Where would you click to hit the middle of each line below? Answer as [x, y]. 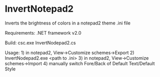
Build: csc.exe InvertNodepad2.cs [40, 43]
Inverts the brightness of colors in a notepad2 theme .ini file [68, 23]
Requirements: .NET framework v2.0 [43, 33]
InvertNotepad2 [39, 9]
